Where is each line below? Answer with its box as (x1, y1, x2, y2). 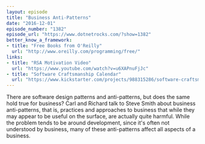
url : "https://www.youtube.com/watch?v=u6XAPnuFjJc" (12, 65, 149, 72)
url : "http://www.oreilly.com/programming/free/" (12, 49, 140, 55)
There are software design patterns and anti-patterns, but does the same (6, 94, 190, 101)
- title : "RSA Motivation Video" (6, 60, 92, 66)
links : (6, 54, 23, 60)
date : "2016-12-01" (6, 20, 56, 26)
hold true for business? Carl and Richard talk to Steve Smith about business (6, 100, 196, 107)
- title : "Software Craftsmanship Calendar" (6, 71, 121, 77)
